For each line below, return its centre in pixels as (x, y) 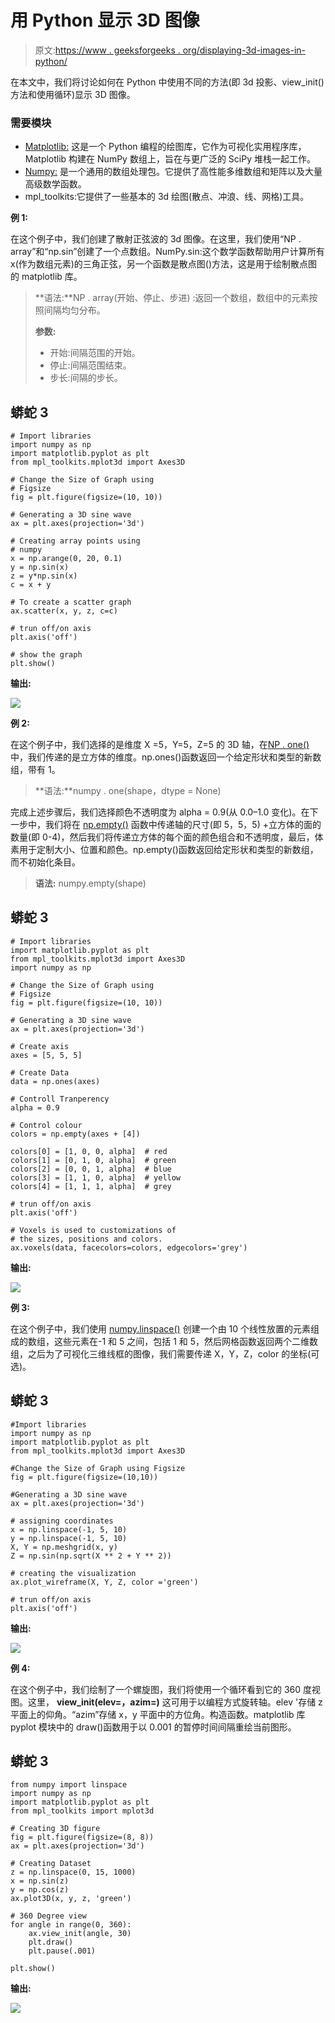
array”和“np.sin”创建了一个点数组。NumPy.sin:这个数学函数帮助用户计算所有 (167, 252)
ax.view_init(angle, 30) (80, 1934)
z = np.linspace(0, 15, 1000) (73, 1872)
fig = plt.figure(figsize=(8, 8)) (82, 1837)
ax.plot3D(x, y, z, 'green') (71, 1899)
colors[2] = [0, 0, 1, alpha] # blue (91, 1169)
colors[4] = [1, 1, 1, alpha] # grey (91, 1186)
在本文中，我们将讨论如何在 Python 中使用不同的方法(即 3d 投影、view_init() (167, 82)
